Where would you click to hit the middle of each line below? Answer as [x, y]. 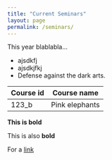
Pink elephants [75, 105]
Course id [27, 93]
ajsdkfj [27, 61]
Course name [75, 93]
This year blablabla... [38, 47]
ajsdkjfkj [30, 68]
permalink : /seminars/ [41, 27]
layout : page [26, 20]
